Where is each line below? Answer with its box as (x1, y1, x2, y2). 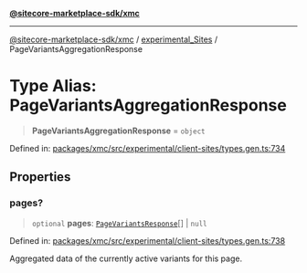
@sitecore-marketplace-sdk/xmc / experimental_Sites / (9, 34, 217, 45)
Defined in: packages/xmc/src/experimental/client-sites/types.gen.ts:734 (9, 142, 286, 153)
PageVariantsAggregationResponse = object (31, 125, 206, 136)
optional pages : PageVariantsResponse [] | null (31, 217, 207, 228)
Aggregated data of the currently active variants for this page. (9, 253, 243, 264)
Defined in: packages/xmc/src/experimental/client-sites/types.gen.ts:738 (9, 235, 286, 246)
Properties (9, 169, 71, 185)
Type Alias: (9, 76, 98, 97)
